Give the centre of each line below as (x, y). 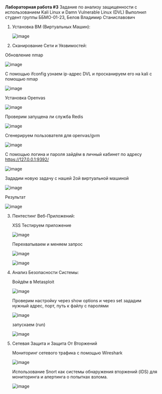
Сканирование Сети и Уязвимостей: (49, 45)
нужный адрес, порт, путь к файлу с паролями (60, 306)
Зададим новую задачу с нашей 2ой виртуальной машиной (67, 178)
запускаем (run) (29, 325)
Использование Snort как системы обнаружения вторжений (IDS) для (85, 372)
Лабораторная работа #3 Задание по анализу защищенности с (71, 7)
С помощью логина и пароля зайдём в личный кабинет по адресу (73, 154)
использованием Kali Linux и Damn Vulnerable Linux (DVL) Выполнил (76, 12)
